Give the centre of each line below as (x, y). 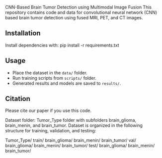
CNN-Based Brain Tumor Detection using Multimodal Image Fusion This (79, 7)
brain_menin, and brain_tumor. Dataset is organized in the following (74, 125)
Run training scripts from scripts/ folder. (54, 78)
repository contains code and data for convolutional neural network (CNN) (81, 12)
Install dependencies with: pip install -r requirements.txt (62, 45)
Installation (23, 33)
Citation (18, 99)
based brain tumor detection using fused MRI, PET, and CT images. (74, 18)
